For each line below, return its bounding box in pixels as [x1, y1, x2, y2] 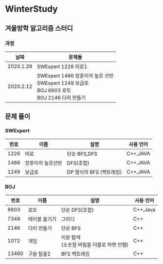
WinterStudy [5, 3, 58, 15]
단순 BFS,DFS [67, 150, 98, 157]
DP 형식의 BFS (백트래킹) [67, 168, 122, 175]
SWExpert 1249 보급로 [37, 80, 89, 86]
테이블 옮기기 [28, 216, 57, 223]
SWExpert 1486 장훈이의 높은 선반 [37, 72, 114, 79]
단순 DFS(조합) [61, 206, 94, 213]
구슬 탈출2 [28, 250, 51, 257]
